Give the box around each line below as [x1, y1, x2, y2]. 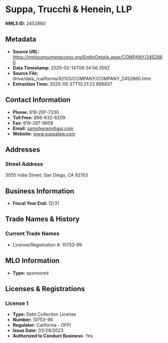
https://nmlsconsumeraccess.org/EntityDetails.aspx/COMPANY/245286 [12, 54, 163, 60]
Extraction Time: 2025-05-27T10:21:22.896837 [12, 81, 113, 87]
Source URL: [12, 48, 39, 54]
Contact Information [5, 95, 71, 105]
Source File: [12, 70, 39, 76]
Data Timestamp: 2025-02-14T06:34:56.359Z [12, 64, 110, 71]
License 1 [5, 299, 29, 306]
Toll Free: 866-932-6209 [12, 114, 66, 120]
